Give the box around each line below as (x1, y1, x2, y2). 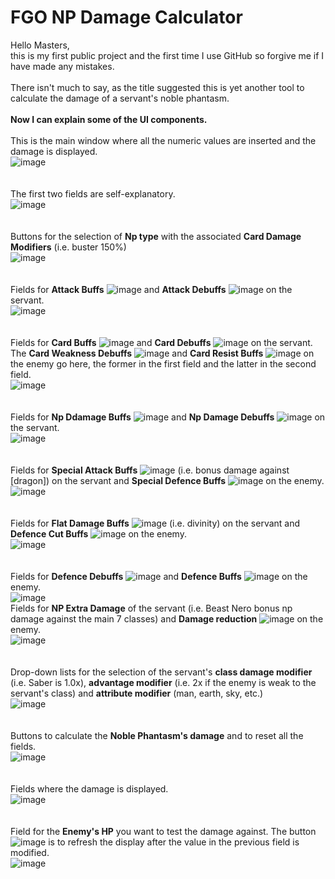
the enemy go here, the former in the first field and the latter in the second (10, 357, 317, 370)
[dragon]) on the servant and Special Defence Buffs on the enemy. (10, 474, 325, 486)
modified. (10, 846, 50, 858)
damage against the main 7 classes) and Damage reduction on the (10, 612, 324, 625)
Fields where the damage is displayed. (10, 782, 169, 795)
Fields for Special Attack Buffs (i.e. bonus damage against (10, 464, 290, 476)
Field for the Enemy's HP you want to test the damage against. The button (10, 825, 317, 837)
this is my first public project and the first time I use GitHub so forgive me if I (10, 49, 325, 61)
